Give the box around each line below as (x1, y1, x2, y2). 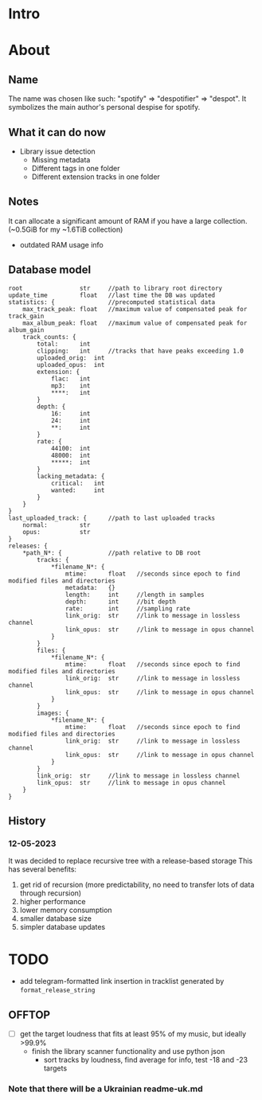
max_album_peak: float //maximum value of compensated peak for (22, 319, 248, 327)
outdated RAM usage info (19, 240, 104, 249)
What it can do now (8, 125, 106, 139)
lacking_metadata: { (37, 472, 105, 480)
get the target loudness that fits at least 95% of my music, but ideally (19, 1029, 247, 1039)
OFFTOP (8, 1008, 50, 1021)
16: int (50, 409, 91, 418)
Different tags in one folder (31, 164, 120, 173)
